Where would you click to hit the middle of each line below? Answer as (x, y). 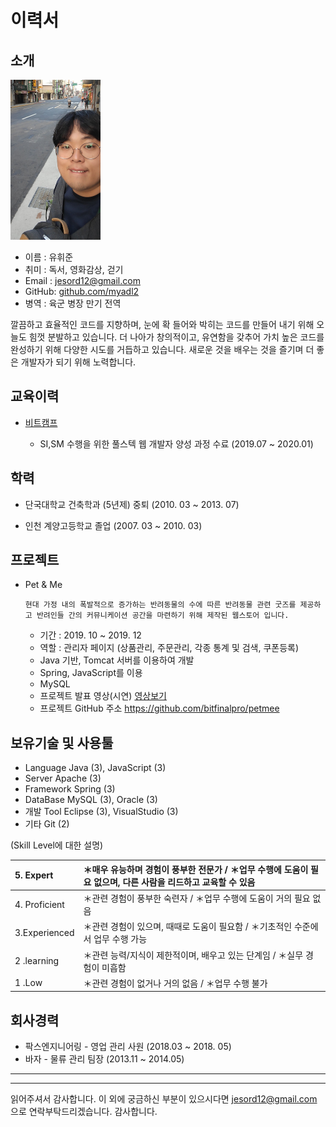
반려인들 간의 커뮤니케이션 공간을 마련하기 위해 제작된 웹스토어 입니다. (163, 616)
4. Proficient (39, 904)
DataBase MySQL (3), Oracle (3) (91, 800)
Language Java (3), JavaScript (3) (95, 768)
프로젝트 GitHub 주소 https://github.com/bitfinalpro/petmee (159, 708)
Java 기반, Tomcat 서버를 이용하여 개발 (117, 660)
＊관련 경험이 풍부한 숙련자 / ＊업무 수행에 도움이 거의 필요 (197, 898)
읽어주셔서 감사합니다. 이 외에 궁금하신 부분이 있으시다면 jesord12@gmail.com (164, 1099)
